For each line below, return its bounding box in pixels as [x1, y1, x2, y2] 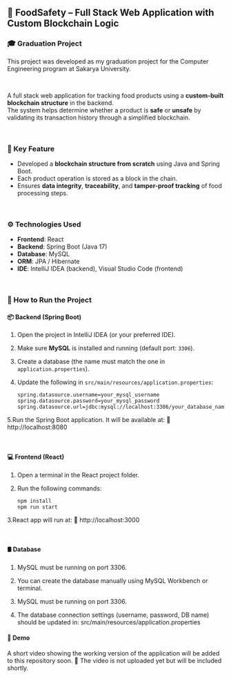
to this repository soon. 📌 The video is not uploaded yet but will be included [7, 657, 222, 665]
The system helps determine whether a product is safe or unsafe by [7, 106, 201, 114]
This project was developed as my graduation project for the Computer [7, 57, 209, 66]
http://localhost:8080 [7, 423, 68, 432]
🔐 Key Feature [7, 144, 55, 153]
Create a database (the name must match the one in [17, 357, 165, 366]
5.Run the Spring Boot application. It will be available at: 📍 [7, 416, 171, 424]
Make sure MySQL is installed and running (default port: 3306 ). [17, 344, 195, 352]
